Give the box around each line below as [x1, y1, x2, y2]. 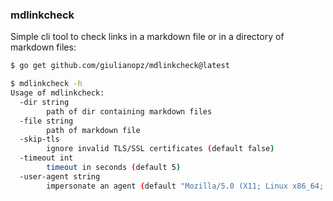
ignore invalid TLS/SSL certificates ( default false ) [46, 144, 275, 154]
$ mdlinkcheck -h [10, 79, 83, 89]
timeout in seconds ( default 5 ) [46, 163, 182, 173]
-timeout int [19, 153, 74, 163]
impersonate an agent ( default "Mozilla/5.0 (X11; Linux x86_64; [46, 181, 325, 191]
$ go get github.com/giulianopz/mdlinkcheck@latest [10, 61, 230, 71]
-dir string [19, 97, 70, 107]
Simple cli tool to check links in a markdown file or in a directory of [10, 31, 285, 43]
